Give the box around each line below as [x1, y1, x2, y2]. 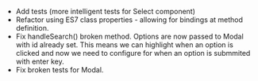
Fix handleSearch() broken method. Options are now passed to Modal [15, 31, 244, 41]
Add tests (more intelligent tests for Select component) [15, 7, 196, 16]
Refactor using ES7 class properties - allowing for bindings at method [15, 15, 244, 24]
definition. [15, 24, 49, 32]
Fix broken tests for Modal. [15, 65, 104, 74]
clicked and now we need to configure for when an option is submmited [15, 49, 251, 57]
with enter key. [15, 57, 65, 66]
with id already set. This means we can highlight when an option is [15, 40, 234, 50]
